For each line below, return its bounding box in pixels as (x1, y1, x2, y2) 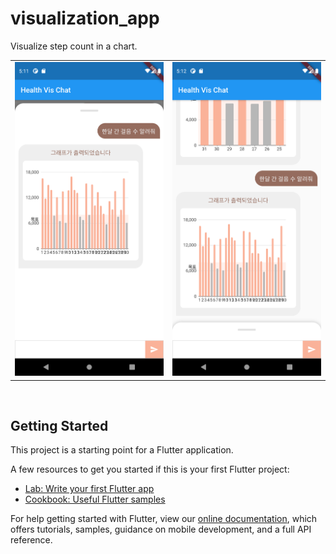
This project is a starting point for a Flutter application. (10, 444, 234, 456)
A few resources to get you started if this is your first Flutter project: (10, 463, 290, 476)
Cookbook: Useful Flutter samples (24, 493, 166, 506)
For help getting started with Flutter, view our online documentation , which (10, 513, 318, 525)
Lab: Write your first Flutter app (24, 483, 155, 495)
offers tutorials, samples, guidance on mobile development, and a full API (10, 523, 312, 536)
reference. (10, 534, 53, 546)
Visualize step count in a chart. (10, 40, 138, 52)
